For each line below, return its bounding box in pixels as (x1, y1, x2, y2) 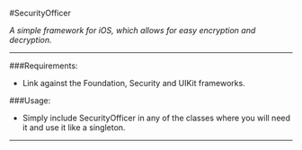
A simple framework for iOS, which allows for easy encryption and (9, 25, 256, 35)
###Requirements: (9, 60, 78, 71)
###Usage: (9, 95, 51, 106)
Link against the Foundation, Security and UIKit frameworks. (22, 78, 245, 88)
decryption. (9, 35, 52, 45)
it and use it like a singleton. (22, 122, 126, 133)
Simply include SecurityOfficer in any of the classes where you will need (22, 112, 290, 123)
